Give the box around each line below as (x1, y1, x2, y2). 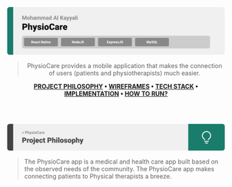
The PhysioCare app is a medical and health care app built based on (23, 157, 219, 166)
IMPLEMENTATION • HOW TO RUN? (64, 89, 168, 98)
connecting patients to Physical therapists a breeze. (23, 172, 172, 180)
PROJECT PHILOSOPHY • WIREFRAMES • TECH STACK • (33, 82, 199, 91)
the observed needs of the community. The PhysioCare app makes (23, 164, 215, 173)
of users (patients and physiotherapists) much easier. (48, 69, 201, 78)
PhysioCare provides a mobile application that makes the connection (27, 62, 222, 70)
